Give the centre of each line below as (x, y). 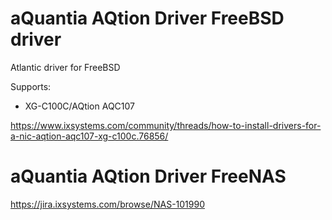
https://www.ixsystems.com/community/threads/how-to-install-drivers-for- (166, 125)
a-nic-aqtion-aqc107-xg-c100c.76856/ (89, 136)
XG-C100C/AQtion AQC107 (80, 106)
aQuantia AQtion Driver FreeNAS (148, 176)
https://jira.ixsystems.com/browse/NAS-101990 (107, 204)
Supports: (31, 86)
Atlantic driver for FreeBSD (65, 67)
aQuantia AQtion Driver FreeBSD (147, 18)
